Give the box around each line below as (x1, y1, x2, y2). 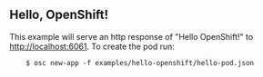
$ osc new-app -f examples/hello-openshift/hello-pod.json (25, 58, 255, 67)
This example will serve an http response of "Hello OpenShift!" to (9, 31, 254, 42)
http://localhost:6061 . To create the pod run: (9, 41, 176, 52)
